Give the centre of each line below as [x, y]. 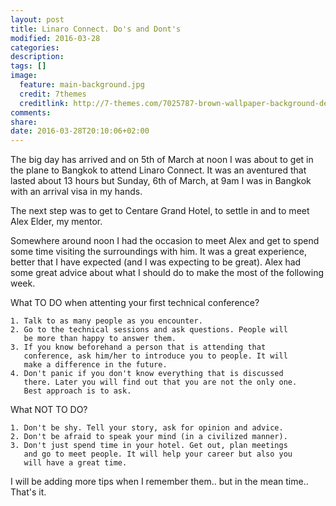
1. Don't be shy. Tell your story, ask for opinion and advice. [147, 428]
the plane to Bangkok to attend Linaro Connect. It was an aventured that [158, 170]
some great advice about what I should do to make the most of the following [167, 273]
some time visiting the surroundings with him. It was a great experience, [158, 252]
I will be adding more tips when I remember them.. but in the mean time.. [159, 482]
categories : [35, 47]
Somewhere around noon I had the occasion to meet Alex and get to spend [165, 241]
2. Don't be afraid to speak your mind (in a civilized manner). [149, 437]
